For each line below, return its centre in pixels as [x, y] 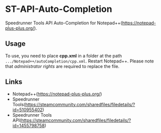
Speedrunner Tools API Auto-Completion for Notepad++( [64, 23]
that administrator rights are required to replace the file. [62, 66]
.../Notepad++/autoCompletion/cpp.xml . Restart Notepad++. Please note [80, 61]
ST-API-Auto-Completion [59, 9]
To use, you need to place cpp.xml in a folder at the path [64, 56]
